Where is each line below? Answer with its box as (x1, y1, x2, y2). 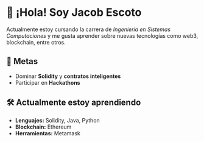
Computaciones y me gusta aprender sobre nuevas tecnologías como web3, (6, 32, 199, 39)
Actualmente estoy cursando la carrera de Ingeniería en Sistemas (6, 26, 171, 33)
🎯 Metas (6, 56, 38, 66)
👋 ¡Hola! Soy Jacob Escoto (6, 5, 142, 20)
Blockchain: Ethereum (15, 123, 72, 130)
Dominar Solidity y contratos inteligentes (15, 73, 121, 80)
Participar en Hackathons (15, 79, 80, 86)
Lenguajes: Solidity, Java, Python (15, 116, 100, 124)
